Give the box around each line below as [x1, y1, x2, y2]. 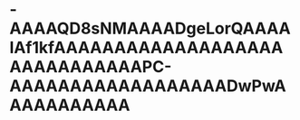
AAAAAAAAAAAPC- [9, 57, 172, 78]
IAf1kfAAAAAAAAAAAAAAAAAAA [9, 38, 284, 58]
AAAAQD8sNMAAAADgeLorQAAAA [9, 18, 292, 39]
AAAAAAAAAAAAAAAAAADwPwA [9, 76, 287, 97]
